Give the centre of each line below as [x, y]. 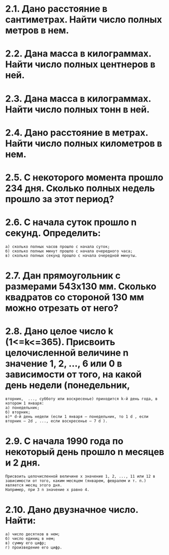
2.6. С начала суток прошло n [71, 222]
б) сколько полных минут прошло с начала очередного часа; [69, 251]
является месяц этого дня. [34, 485]
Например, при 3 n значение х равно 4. [47, 489]
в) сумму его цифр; [26, 543]
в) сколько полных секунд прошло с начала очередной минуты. [71, 255]
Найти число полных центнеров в [80, 65]
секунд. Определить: [53, 233]
